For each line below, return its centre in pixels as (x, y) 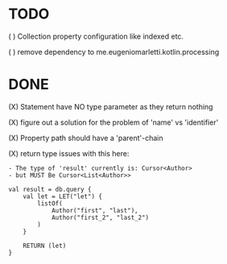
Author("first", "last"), (95, 210)
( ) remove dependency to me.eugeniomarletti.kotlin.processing (114, 52)
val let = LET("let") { (63, 196)
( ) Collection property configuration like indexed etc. (96, 36)
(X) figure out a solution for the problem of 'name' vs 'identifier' (113, 122)
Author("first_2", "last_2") (100, 217)
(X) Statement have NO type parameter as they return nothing (111, 106)
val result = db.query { (50, 189)
